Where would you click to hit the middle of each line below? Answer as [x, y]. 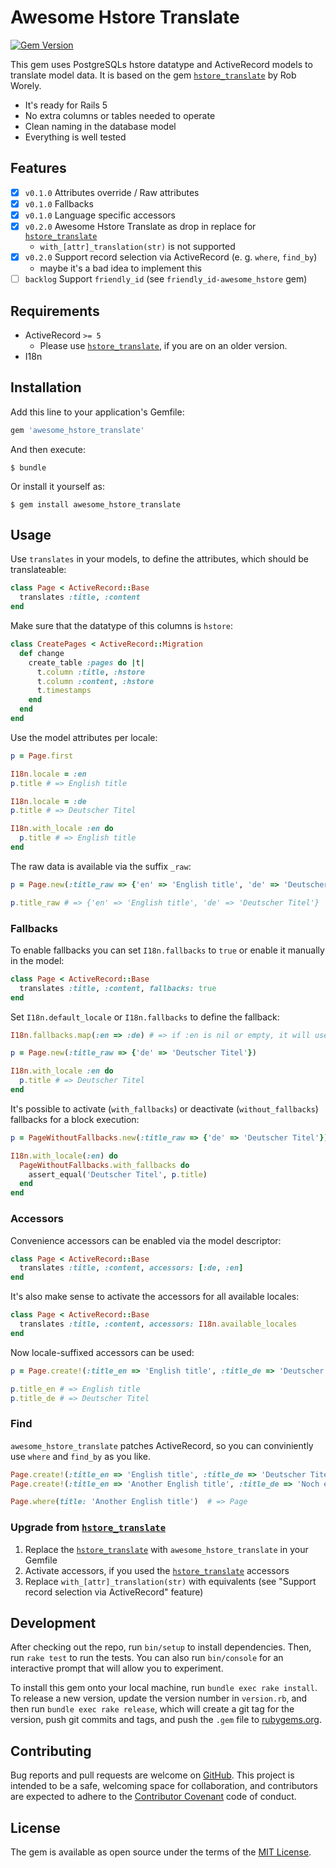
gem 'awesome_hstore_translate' [77, 430]
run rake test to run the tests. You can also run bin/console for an [147, 1658]
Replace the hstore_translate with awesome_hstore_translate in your [166, 1549]
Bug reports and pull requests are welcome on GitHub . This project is [152, 1775]
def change [42, 653]
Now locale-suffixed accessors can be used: [102, 1352]
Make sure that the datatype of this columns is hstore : [122, 626]
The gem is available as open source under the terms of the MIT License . [161, 1852]
